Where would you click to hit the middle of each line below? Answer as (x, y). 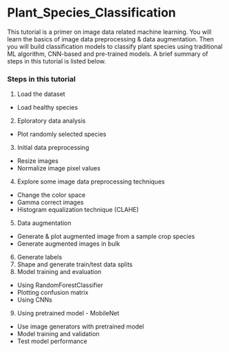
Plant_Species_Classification (92, 13)
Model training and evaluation (59, 272)
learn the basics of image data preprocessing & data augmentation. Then (111, 39)
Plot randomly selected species (62, 134)
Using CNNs (35, 300)
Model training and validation (58, 334)
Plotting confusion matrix (53, 293)
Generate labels (40, 257)
